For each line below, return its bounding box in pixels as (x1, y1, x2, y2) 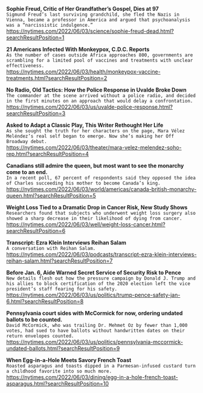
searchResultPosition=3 (6, 110, 66, 117)
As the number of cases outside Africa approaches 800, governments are (6, 52, 193, 58)
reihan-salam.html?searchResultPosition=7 (6, 257, 113, 264)
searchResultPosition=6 (6, 227, 66, 234)
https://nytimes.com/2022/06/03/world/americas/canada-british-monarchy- (6, 186, 197, 193)
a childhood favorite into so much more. (6, 368, 112, 374)
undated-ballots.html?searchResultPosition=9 (6, 345, 120, 352)
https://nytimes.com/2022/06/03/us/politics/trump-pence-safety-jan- (6, 291, 181, 298)
